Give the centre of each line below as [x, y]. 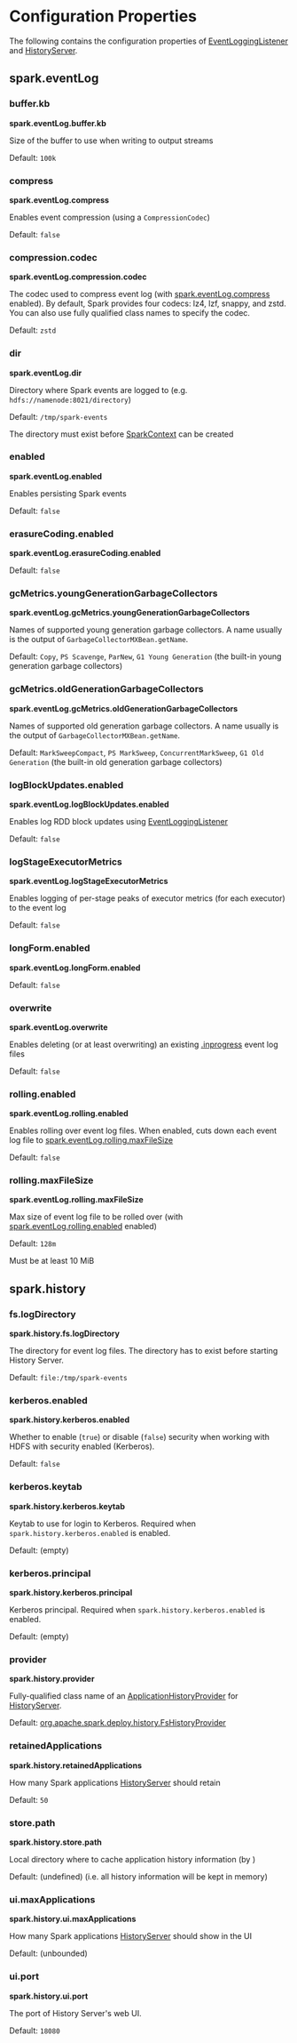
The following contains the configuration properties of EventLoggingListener [149, 41]
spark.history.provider [52, 1679]
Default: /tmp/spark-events [59, 416]
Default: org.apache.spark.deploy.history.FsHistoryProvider [117, 1723]
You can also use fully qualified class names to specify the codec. [130, 313]
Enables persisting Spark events [68, 493]
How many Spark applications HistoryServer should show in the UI [131, 1936]
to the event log [38, 908]
